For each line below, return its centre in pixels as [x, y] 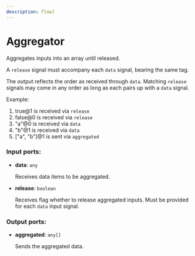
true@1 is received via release [52, 111]
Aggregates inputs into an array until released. [63, 58]
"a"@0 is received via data [48, 124]
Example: [18, 99]
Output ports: [26, 221]
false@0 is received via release [54, 117]
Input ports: [24, 152]
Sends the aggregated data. [49, 246]
